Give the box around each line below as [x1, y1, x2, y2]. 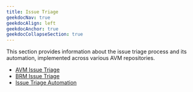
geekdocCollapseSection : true [6, 31, 84, 38]
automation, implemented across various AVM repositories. [6, 54, 155, 62]
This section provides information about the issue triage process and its [6, 48, 188, 55]
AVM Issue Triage [15, 66, 60, 73]
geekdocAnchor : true [6, 25, 59, 32]
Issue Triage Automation [15, 79, 77, 87]
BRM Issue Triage [15, 73, 60, 80]
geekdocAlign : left [6, 20, 56, 26]
